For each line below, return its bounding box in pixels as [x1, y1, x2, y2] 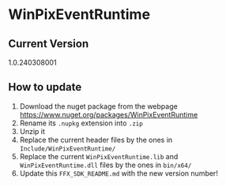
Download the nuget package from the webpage [19, 101, 178, 111]
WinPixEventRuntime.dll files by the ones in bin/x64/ [19, 160, 192, 169]
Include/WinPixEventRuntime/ [19, 144, 116, 153]
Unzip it [19, 126, 46, 136]
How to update [8, 80, 82, 94]
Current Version [8, 37, 89, 50]
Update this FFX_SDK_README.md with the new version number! [19, 168, 219, 178]
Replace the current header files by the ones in [19, 135, 173, 144]
